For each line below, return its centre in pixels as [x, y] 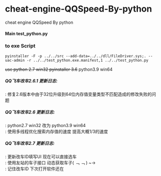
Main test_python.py [26, 33]
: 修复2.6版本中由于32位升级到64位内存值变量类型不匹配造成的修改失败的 [78, 94]
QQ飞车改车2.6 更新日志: [30, 112]
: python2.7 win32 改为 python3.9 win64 [45, 125]
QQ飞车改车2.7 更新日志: [30, 144]
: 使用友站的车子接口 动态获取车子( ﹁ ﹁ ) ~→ [50, 162]
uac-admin [15, 60]
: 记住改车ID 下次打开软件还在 [34, 169]
